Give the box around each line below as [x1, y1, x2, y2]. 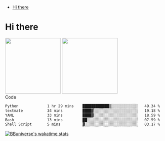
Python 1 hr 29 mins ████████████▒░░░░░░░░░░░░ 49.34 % [5, 104, 161, 108]
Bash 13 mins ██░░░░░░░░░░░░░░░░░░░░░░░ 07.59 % [5, 117, 161, 122]
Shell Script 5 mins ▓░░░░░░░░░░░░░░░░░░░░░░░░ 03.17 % [5, 122, 161, 127]
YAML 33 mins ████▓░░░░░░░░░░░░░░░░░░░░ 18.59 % [5, 113, 161, 118]
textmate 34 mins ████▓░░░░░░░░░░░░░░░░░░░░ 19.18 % [5, 108, 161, 113]
